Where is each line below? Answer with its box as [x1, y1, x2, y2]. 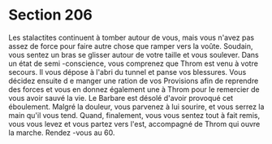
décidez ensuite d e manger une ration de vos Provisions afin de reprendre [8, 76, 259, 85]
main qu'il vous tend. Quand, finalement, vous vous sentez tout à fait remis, [8, 110, 261, 120]
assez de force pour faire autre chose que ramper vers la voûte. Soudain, [8, 41, 253, 50]
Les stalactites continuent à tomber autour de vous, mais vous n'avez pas [8, 33, 254, 42]
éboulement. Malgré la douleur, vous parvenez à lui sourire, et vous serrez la [8, 102, 265, 111]
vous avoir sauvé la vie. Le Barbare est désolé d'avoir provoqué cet [8, 93, 234, 103]
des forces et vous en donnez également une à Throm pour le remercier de [8, 84, 260, 94]
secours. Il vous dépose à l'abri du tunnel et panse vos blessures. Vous [8, 67, 247, 76]
